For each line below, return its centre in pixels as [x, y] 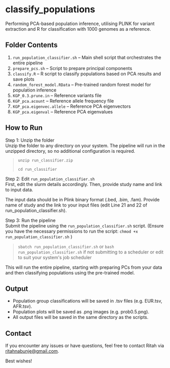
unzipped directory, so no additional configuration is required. [70, 151]
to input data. [19, 190]
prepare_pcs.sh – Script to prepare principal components [72, 68]
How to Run [24, 128]
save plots [23, 79]
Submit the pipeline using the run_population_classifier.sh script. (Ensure [84, 225]
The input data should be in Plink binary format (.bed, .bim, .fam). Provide [82, 199]
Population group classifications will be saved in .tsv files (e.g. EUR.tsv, [87, 301]
